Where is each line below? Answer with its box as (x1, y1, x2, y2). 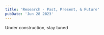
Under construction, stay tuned (5, 24, 68, 30)
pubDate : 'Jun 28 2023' (5, 12, 54, 16)
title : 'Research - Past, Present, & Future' (5, 7, 100, 12)
